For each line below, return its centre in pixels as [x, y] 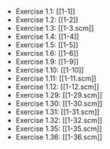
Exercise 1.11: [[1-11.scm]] [56, 78]
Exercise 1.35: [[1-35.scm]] [59, 129]
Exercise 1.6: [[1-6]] [47, 53]
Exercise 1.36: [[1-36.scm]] [59, 137]
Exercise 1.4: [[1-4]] [47, 36]
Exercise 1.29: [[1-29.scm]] [59, 95]
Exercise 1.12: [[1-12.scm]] [57, 87]
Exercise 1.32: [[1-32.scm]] [59, 120]
